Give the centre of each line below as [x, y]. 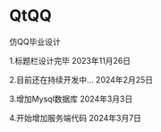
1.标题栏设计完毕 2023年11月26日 [70, 60]
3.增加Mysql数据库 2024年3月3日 [71, 99]
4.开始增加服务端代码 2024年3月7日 [75, 118]
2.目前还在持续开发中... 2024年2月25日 [81, 79]
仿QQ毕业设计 [35, 41]
